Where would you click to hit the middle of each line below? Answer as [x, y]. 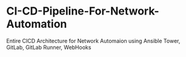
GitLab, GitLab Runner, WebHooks [49, 47]
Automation [37, 24]
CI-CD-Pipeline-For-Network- [83, 11]
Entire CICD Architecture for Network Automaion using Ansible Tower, [93, 41]
